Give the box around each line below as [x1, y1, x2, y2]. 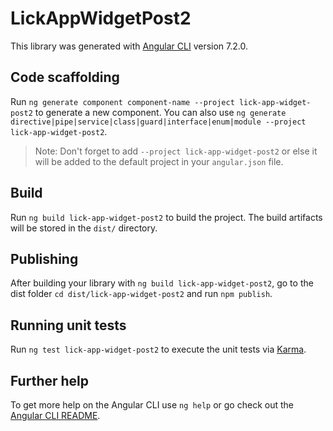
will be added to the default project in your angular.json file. [34, 155, 284, 167]
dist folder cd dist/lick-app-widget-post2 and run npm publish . [10, 288, 273, 300]
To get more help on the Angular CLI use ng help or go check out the [10, 399, 294, 411]
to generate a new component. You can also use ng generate [34, 106, 287, 118]
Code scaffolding [10, 69, 120, 86]
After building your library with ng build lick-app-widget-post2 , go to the [10, 277, 314, 289]
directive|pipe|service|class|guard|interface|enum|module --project [10, 117, 307, 127]
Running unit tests [10, 317, 127, 334]
